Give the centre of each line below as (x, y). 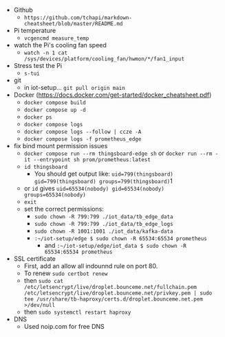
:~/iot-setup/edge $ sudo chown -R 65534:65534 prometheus (121, 239)
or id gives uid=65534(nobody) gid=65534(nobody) (94, 188)
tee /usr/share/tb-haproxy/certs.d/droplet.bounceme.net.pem (113, 299)
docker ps (38, 117)
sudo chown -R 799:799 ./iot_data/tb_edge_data (104, 217)
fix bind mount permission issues (61, 146)
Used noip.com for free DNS (64, 326)
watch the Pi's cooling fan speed (60, 45)
